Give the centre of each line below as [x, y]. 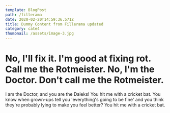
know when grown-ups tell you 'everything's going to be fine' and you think [84, 99]
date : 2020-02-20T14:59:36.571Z [39, 19]
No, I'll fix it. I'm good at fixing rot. [78, 59]
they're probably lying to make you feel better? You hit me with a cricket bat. [85, 105]
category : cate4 [22, 29]
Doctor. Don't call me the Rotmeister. [84, 80]
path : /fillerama [24, 15]
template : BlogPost [26, 10]
